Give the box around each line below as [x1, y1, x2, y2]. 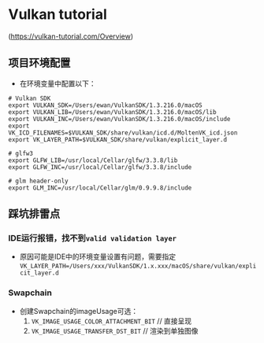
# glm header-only [8, 177, 69, 185]
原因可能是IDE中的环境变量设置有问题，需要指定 [19, 252, 177, 261]
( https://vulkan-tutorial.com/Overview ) [8, 31, 134, 41]
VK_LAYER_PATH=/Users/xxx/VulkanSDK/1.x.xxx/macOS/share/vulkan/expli [19, 262, 257, 271]
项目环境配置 [8, 57, 71, 70]
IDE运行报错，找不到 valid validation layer [8, 233, 177, 244]
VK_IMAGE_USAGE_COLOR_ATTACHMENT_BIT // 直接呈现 [31, 316, 192, 326]
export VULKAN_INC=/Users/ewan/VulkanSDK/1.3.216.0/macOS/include [8, 115, 231, 123]
